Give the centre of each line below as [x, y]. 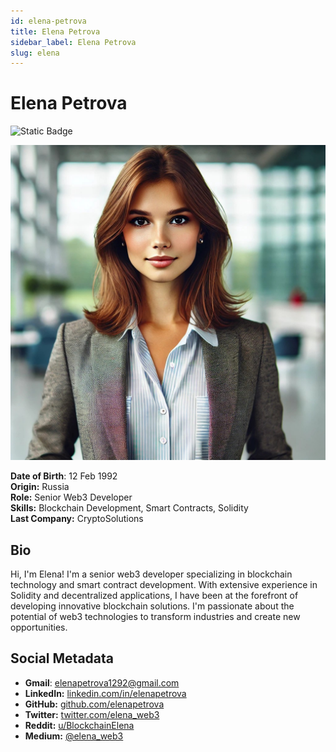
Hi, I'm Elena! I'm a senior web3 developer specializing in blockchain [151, 574]
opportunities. [39, 627]
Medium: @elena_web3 [74, 736]
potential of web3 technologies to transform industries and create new [155, 616]
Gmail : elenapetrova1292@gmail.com [102, 682]
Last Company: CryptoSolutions [77, 519]
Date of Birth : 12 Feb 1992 [64, 476]
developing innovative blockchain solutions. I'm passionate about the [152, 606]
